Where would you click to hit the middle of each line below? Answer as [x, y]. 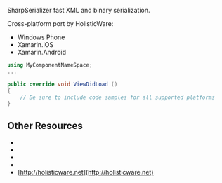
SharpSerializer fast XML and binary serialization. [79, 10]
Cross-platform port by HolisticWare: [60, 23]
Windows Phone [41, 37]
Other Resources [45, 126]
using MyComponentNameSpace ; [50, 65]
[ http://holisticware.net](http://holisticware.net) [85, 172]
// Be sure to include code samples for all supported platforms [118, 97]
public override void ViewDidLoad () [63, 84]
